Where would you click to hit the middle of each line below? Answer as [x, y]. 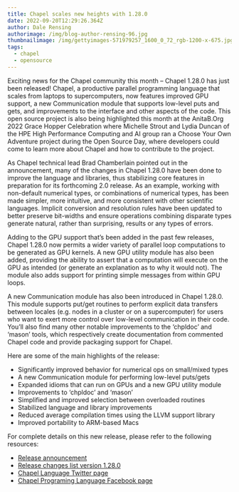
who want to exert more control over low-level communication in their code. [118, 319]
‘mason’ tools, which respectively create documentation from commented [115, 334]
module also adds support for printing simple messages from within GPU [114, 275]
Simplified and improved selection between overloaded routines [111, 399]
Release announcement [52, 458]
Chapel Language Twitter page [63, 473]
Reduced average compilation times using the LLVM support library [116, 415]
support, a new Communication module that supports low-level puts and [113, 103]
